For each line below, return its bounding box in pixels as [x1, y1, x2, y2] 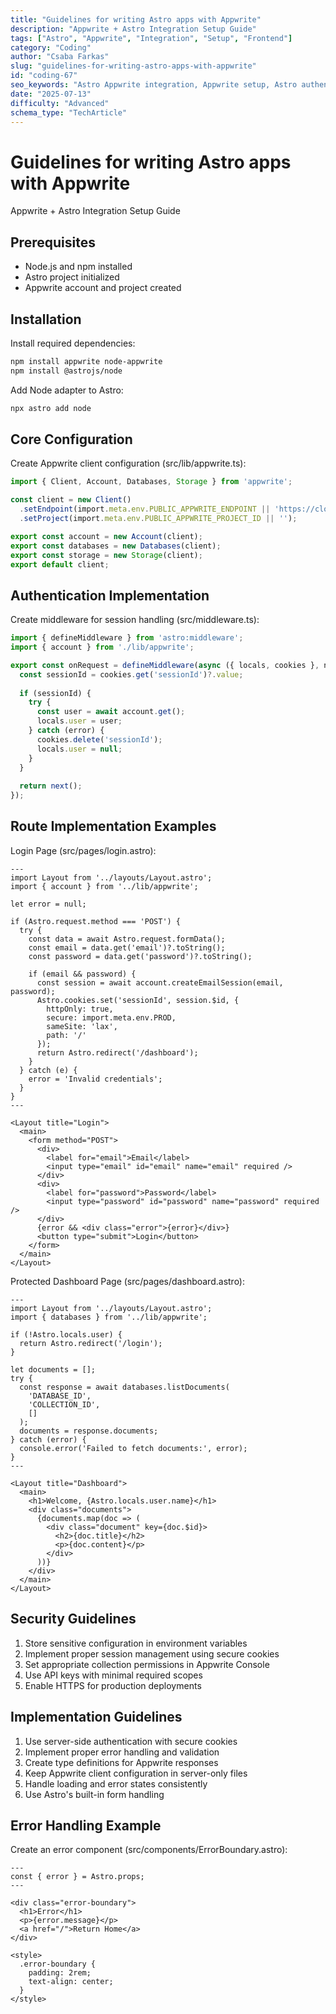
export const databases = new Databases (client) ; [10, 541, 222, 551]
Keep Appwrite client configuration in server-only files [24, 1767, 248, 1779]
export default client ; [10, 559, 110, 570]
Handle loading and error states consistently [24, 1777, 208, 1790]
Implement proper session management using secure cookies [24, 1647, 280, 1660]
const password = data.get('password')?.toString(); [28, 951, 253, 961]
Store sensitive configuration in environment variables [24, 1637, 248, 1649]
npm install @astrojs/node [10, 366, 123, 376]
